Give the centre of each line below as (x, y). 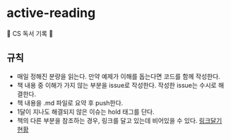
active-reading (51, 13)
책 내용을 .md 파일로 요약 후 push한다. (70, 103)
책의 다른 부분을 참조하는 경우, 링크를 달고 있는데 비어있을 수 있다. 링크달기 (119, 120)
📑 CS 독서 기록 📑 (30, 33)
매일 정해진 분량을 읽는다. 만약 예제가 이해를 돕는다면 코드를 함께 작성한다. (118, 76)
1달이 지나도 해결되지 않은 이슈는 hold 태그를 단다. (85, 112)
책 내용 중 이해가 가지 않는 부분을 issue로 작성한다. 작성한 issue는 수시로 (117, 85)
